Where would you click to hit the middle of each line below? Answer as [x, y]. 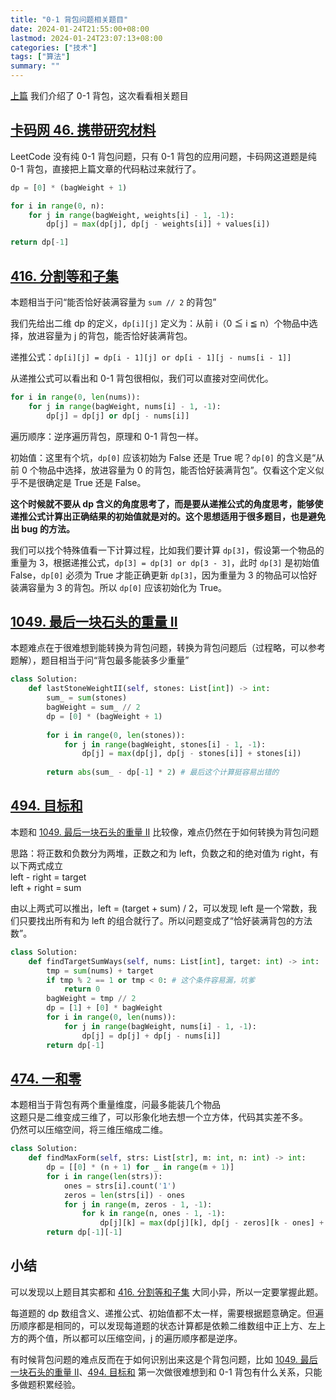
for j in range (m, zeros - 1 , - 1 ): [138, 1204]
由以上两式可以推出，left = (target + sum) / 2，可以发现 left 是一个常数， [159, 908]
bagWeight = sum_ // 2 [93, 707]
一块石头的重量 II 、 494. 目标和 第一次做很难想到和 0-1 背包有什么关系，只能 [166, 1372]
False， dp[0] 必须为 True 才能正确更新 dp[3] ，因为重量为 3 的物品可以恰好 [164, 575]
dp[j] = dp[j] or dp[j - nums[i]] [118, 416]
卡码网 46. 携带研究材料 [83, 130]
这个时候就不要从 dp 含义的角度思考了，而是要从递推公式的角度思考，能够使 [167, 503]
